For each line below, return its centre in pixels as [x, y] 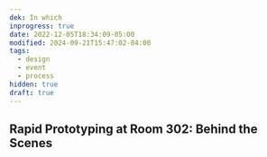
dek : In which [36, 17]
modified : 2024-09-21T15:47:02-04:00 [80, 43]
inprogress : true [42, 26]
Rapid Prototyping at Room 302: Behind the [133, 129]
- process [36, 76]
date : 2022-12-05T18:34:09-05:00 [72, 34]
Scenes [31, 143]
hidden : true [34, 84]
